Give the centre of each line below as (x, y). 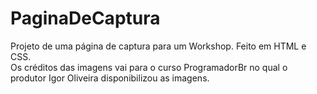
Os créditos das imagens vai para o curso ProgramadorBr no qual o (149, 67)
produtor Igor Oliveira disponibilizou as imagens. (110, 78)
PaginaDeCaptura (85, 18)
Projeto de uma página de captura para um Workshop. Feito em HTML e (158, 46)
